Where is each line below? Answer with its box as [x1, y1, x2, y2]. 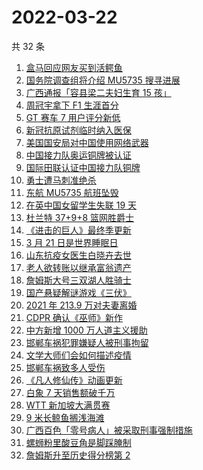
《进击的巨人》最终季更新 [25, 224, 132, 236]
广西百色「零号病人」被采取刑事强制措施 [25, 424, 193, 436]
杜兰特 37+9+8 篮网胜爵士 [25, 211, 135, 223]
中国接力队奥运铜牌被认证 [25, 149, 132, 161]
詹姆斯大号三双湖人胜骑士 [25, 274, 132, 286]
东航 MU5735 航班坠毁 [25, 186, 119, 198]
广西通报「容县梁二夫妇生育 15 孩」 [25, 86, 172, 98]
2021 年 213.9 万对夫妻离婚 [25, 299, 138, 311]
